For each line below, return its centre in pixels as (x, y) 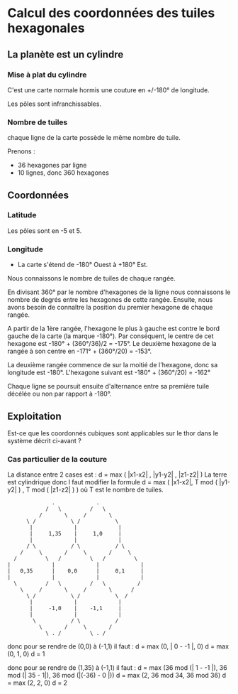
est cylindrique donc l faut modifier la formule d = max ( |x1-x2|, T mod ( (113, 482)
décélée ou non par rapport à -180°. (59, 394)
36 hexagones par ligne (52, 166)
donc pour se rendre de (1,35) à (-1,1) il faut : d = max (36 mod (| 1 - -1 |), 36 (118, 668)
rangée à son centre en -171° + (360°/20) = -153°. (80, 351)
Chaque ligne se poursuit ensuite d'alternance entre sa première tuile (108, 386)
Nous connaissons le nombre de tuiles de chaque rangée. (91, 278)
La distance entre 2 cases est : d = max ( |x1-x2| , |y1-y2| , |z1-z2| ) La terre (117, 475)
